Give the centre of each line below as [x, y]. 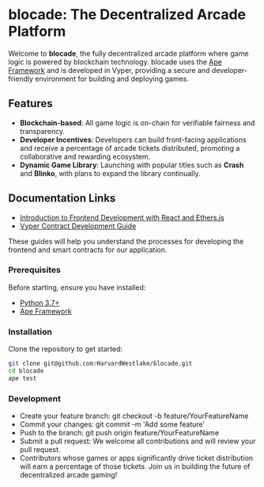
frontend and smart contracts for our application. [88, 249]
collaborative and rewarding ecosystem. [85, 156]
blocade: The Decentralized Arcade [127, 15]
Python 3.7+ [40, 302]
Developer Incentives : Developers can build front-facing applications [133, 140]
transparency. [42, 131]
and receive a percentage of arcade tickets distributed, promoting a [130, 148]
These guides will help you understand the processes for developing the [126, 241]
